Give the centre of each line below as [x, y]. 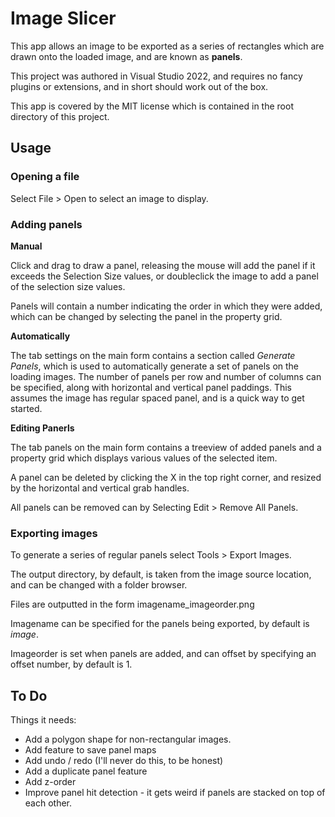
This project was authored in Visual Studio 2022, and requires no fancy [156, 76]
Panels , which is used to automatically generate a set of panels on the [155, 366]
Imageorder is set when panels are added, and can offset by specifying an [163, 654]
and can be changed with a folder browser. [99, 585]
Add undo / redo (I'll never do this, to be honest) [124, 761]
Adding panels [46, 224]
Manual [26, 246]
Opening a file [45, 177]
